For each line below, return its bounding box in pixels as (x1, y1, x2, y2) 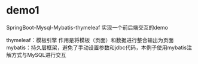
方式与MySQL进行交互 (11, 51, 67, 58)
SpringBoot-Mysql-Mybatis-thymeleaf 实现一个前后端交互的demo (6, 24, 169, 31)
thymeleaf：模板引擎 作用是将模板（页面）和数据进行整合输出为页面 (6, 36, 174, 43)
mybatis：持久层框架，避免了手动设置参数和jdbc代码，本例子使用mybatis (6, 44, 187, 51)
